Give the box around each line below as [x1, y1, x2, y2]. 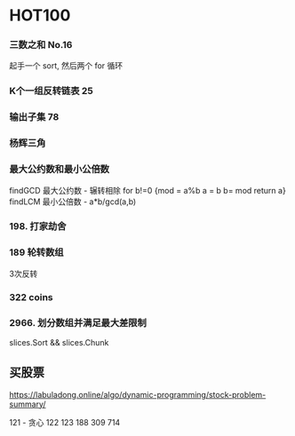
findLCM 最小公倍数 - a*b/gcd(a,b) [9, 196, 137, 207]
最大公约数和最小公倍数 [9, 163, 109, 176]
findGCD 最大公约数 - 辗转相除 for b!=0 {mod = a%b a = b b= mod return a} [9, 185, 286, 195]
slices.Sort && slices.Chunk [9, 337, 109, 347]
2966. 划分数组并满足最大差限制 [9, 316, 147, 329]
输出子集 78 [9, 111, 60, 123]
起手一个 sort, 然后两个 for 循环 [9, 60, 124, 71]
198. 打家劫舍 [9, 220, 67, 233]
